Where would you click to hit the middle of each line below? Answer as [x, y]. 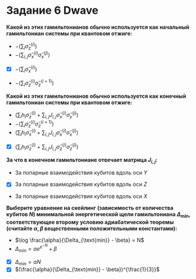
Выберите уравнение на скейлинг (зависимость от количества [90, 208]
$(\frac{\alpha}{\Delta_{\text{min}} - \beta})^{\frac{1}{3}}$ [87, 269]
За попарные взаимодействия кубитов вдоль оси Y [81, 173]
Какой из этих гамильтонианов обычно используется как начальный [98, 27]
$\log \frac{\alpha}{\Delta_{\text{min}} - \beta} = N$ [79, 240]
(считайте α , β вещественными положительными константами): [92, 229]
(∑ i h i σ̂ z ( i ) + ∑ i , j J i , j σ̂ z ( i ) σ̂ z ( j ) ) [47, 147]
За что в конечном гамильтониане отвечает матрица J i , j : [82, 160]
